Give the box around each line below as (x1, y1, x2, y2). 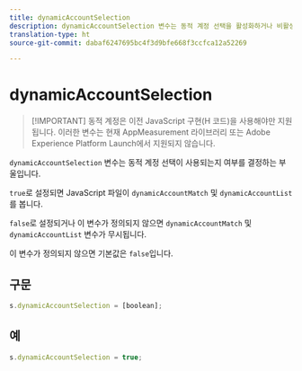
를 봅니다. (9, 199, 43, 209)
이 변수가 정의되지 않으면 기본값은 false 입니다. (9, 248, 173, 259)
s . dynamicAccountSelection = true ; (9, 352, 143, 362)
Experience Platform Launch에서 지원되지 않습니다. (31, 138, 216, 149)
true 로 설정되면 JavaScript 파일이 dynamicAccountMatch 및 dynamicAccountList (9, 188, 293, 199)
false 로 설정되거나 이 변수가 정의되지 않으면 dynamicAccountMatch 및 (9, 217, 253, 229)
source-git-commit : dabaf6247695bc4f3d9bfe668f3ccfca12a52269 (9, 38, 247, 48)
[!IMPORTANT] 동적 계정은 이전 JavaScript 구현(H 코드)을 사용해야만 (31, 116, 276, 127)
